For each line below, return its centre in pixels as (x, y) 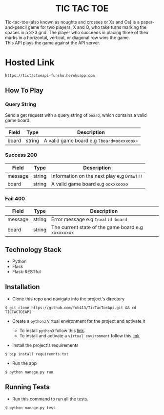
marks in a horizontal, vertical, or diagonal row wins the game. (68, 38)
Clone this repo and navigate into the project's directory (68, 299)
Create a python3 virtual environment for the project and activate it (79, 321)
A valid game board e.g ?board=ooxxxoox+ (91, 141)
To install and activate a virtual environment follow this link (80, 335)
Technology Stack (33, 249)
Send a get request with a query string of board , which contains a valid (76, 115)
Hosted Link (30, 63)
